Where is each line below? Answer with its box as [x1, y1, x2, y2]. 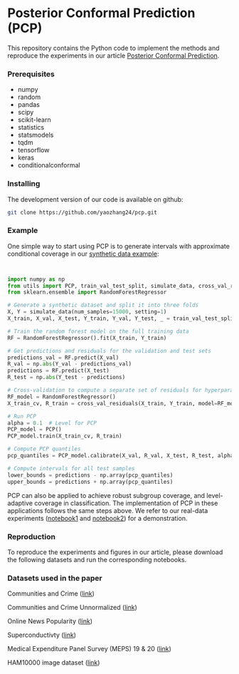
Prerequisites [7, 69, 55, 79]
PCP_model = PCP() [7, 426, 62, 433]
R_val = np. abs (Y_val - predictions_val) [7, 361, 132, 368]
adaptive [7, 499, 33, 507]
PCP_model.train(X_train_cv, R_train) [7, 432, 122, 440]
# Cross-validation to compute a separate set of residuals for [7, 387, 202, 394]
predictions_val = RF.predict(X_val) [7, 354, 119, 361]
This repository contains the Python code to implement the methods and [7, 43, 220, 52]
